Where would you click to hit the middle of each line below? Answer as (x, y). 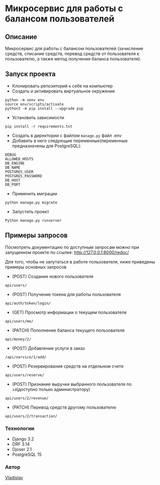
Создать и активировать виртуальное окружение (64, 91)
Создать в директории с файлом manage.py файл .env (67, 135)
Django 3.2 (23, 439)
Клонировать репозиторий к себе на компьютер (62, 86)
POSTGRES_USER (19, 172)
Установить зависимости (38, 117)
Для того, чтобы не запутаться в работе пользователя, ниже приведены (80, 261)
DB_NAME (13, 168)
